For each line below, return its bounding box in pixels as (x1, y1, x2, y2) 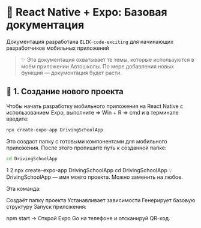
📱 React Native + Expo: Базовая (6, 5, 167, 19)
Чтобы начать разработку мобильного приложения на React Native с (6, 102, 184, 110)
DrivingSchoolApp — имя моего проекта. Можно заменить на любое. (6, 173, 183, 181)
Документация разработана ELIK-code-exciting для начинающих (6, 38, 174, 45)
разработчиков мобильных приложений (6, 44, 110, 52)
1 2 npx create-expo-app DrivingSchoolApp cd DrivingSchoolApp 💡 (6, 166, 173, 173)
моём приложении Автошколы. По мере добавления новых (20, 62, 174, 70)
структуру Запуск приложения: (6, 203, 87, 210)
